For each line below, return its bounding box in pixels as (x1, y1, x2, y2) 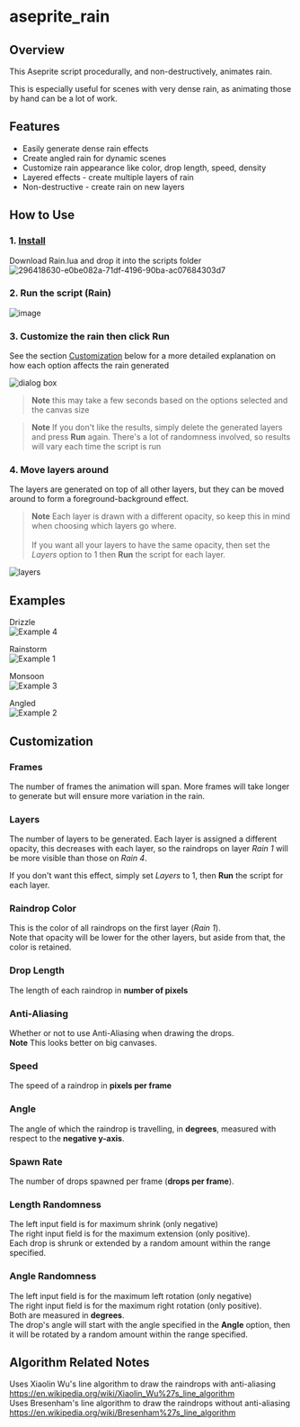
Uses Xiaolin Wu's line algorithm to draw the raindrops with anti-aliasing (9, 1378, 277, 1389)
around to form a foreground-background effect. (9, 494, 190, 504)
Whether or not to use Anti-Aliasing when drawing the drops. (9, 1028, 234, 1039)
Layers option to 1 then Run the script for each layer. (31, 550, 226, 560)
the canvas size (31, 404, 90, 415)
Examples (9, 593, 66, 608)
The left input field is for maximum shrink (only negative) (9, 1219, 218, 1230)
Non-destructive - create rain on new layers (22, 181, 185, 192)
